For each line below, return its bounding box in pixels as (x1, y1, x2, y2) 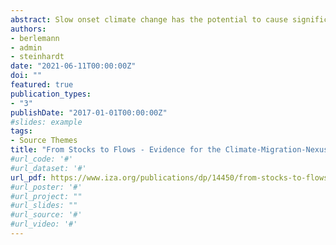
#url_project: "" (10, 191, 83, 201)
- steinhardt (10, 52, 65, 62)
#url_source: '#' (10, 210, 83, 220)
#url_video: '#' (10, 219, 78, 230)
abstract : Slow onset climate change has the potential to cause (10, 14, 288, 25)
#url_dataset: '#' (10, 163, 87, 173)
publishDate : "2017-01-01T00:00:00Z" (10, 107, 168, 118)
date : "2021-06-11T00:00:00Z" (10, 61, 137, 71)
